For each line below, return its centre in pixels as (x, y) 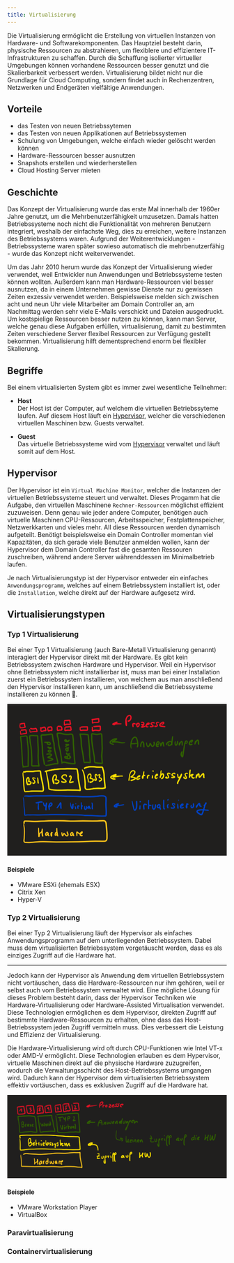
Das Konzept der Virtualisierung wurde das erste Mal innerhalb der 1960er (114, 209)
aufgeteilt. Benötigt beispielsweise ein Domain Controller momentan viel (110, 534)
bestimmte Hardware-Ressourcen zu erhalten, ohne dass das (95, 1020)
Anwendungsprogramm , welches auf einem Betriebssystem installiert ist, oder (114, 585)
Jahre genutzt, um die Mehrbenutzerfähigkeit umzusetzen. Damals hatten (113, 217)
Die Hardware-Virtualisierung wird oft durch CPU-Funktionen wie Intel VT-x (115, 1048)
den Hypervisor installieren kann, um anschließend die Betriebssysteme (110, 686)
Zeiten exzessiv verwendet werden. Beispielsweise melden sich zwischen (113, 297)
